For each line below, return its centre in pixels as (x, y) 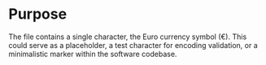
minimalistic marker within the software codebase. (93, 54)
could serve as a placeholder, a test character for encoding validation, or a (133, 45)
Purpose (38, 14)
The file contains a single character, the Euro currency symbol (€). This (128, 37)
